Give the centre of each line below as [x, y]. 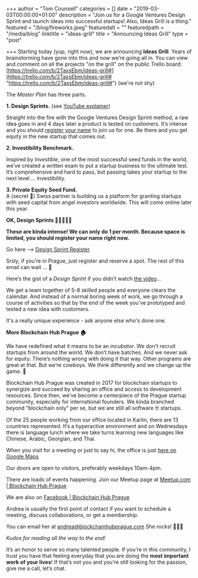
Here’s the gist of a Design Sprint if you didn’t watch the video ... [84, 279]
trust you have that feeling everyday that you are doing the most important [98, 556]
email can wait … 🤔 [29, 267]
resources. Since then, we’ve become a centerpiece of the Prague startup [96, 395]
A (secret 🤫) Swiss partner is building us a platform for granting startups [94, 196]
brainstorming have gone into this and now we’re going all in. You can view [97, 58]
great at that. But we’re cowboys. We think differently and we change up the [98, 365]
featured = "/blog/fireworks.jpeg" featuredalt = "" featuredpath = [85, 27]
